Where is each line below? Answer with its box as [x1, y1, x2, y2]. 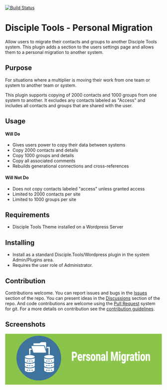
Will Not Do [5, 175, 29, 181]
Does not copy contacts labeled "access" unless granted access [12, 186, 145, 192]
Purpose [5, 64, 32, 72]
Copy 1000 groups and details [12, 153, 74, 159]
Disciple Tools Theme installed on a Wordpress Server [12, 224, 124, 230]
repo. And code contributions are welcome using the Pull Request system [5, 300, 156, 306]
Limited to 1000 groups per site [12, 196, 77, 202]
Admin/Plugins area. [12, 257, 54, 263]
